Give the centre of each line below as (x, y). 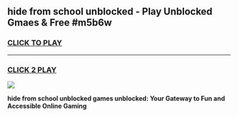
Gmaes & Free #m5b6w (59, 23)
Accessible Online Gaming (47, 106)
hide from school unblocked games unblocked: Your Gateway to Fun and (116, 98)
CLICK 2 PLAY (32, 69)
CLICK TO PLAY (35, 43)
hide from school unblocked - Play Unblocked (110, 12)
